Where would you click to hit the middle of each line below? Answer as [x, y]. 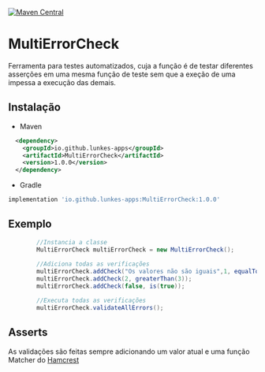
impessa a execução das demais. [62, 82]
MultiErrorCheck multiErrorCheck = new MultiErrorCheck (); [136, 249]
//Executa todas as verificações [91, 300]
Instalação [35, 108]
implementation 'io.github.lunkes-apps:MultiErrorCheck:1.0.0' [114, 200]
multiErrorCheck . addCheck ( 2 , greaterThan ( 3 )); [114, 279]
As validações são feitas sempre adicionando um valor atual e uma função [129, 352]
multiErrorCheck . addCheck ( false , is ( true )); [111, 286]
